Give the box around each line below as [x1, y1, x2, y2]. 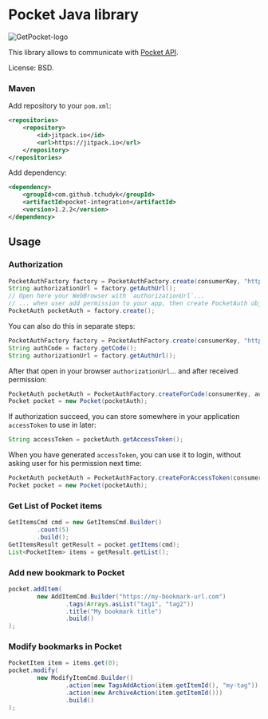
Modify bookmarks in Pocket [8, 641, 122, 652]
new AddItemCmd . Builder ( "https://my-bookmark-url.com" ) [37, 592, 227, 600]
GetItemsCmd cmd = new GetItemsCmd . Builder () [8, 519, 162, 527]
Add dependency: [8, 168, 68, 177]
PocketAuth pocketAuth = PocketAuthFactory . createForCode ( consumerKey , [8, 389, 251, 398]
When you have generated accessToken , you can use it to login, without [8, 450, 242, 460]
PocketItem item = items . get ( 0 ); [8, 659, 120, 667]
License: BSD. [8, 62, 54, 73]
